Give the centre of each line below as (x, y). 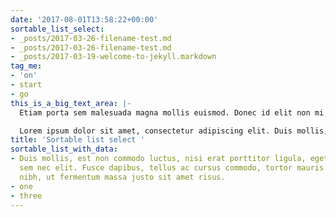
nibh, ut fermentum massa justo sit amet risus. (122, 177)
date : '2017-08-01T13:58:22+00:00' (84, 19)
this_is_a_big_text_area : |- (71, 103)
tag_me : (26, 66)
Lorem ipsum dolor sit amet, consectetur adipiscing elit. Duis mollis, (174, 131)
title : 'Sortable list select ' (77, 140)
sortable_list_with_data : (64, 149)
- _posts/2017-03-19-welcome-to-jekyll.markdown (113, 57)
